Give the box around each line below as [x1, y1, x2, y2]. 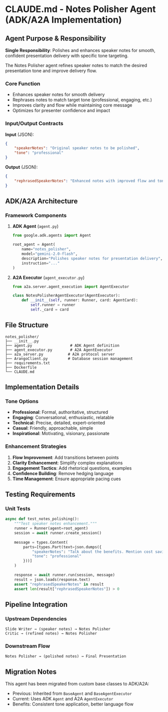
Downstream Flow [5, 642, 50, 649]
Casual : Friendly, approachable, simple [12, 425, 93, 431]
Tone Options [5, 398, 39, 405]
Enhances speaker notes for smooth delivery [12, 92, 105, 98]
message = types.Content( [14, 540, 68, 545]
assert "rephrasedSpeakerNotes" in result [14, 582, 104, 587]
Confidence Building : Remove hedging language [12, 470, 114, 476]
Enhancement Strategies [5, 443, 66, 450]
